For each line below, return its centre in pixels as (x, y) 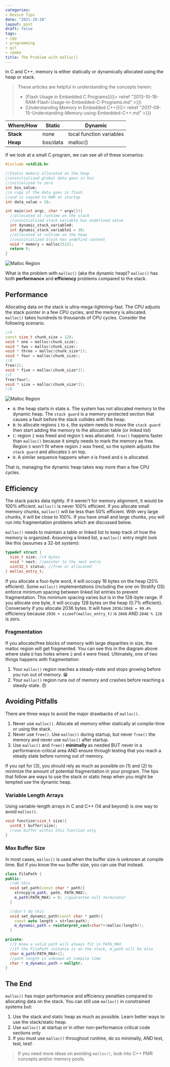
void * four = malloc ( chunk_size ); (43, 356)
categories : (18, 10)
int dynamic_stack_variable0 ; (42, 225)
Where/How (23, 126)
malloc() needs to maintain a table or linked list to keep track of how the (81, 532)
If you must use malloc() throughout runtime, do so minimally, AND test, (88, 1039)
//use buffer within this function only (53, 830)
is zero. (13, 619)
